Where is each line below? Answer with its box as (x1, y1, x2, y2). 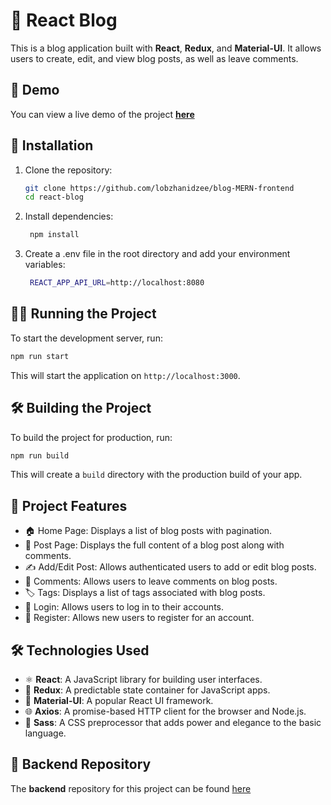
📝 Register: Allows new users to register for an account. (24, 612, 255, 624)
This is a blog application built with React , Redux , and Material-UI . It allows (10, 42, 322, 54)
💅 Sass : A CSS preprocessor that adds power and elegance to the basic (24, 717, 322, 729)
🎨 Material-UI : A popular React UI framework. (24, 695, 214, 707)
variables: (24, 259, 66, 271)
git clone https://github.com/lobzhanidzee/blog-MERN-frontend (24, 183, 295, 193)
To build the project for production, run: (10, 431, 173, 443)
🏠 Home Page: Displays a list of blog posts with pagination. (24, 525, 273, 537)
